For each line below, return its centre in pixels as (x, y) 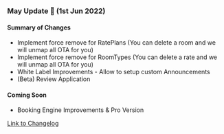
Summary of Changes (39, 27)
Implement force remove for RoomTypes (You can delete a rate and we (117, 57)
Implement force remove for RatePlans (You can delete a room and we (116, 43)
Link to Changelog (33, 124)
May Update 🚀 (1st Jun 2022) (56, 11)
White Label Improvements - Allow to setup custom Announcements (114, 72)
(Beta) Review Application (54, 79)
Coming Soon (27, 95)
